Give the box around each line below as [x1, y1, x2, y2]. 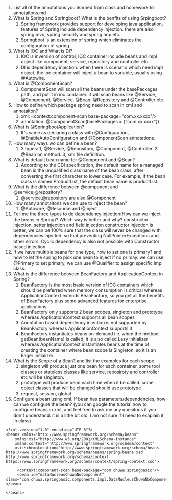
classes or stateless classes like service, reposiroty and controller [20, 368, 160, 375]
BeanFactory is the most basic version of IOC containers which [20, 281, 154, 288]
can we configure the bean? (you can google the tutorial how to [13, 401, 147, 407]
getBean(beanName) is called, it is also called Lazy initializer [20, 336, 149, 342]
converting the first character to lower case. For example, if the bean [20, 173, 165, 179]
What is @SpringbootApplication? [13, 124, 85, 130]
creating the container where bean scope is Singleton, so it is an [20, 347, 156, 353]
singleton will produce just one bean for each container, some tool [20, 363, 160, 369]
